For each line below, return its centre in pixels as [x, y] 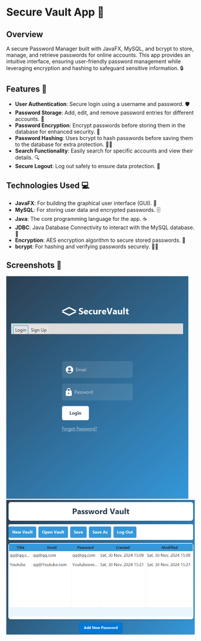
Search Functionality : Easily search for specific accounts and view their [104, 151]
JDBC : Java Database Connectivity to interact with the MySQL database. [105, 227]
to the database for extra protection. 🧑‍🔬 [63, 144]
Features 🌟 [27, 89]
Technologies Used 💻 [48, 186]
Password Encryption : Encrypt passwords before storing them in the [100, 125]
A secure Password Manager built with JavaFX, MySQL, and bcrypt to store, [100, 48]
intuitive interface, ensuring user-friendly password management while [94, 61]
